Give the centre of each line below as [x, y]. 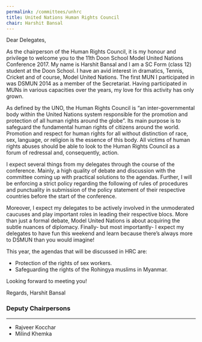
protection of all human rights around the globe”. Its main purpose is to [94, 121]
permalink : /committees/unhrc [44, 12]
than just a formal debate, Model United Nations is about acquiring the [93, 221]
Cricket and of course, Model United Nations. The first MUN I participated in [100, 77]
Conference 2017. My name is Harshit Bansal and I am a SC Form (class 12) [99, 64]
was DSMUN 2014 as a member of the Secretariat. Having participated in [97, 84]
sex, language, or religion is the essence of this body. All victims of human [98, 140]
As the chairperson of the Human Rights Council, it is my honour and [91, 52]
